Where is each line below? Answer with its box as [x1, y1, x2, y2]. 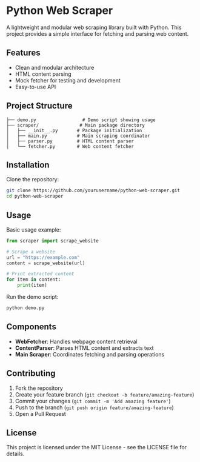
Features [6, 48, 41, 58]
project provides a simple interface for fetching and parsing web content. [6, 30, 189, 37]
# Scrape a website [6, 249, 56, 255]
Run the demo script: [6, 293, 59, 301]
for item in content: [6, 276, 61, 283]
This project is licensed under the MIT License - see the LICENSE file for [6, 444, 187, 451]
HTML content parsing [15, 70, 72, 78]
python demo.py [6, 305, 45, 311]
